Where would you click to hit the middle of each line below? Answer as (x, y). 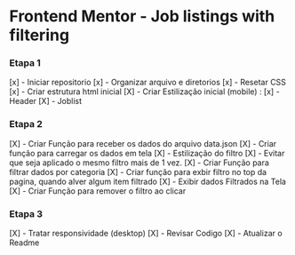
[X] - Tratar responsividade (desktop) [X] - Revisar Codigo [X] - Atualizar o (146, 234)
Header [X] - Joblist (46, 101)
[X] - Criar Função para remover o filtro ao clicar (98, 191)
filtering (39, 35)
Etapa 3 (26, 213)
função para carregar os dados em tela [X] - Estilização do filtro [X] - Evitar (147, 153)
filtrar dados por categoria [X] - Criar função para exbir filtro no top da (138, 171)
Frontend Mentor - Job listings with (142, 16)
